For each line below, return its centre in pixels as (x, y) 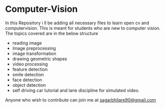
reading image (27, 43)
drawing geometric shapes (40, 58)
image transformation (34, 54)
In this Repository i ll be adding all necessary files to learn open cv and (77, 23)
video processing (30, 64)
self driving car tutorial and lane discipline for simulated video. (76, 90)
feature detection (30, 69)
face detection (27, 80)
